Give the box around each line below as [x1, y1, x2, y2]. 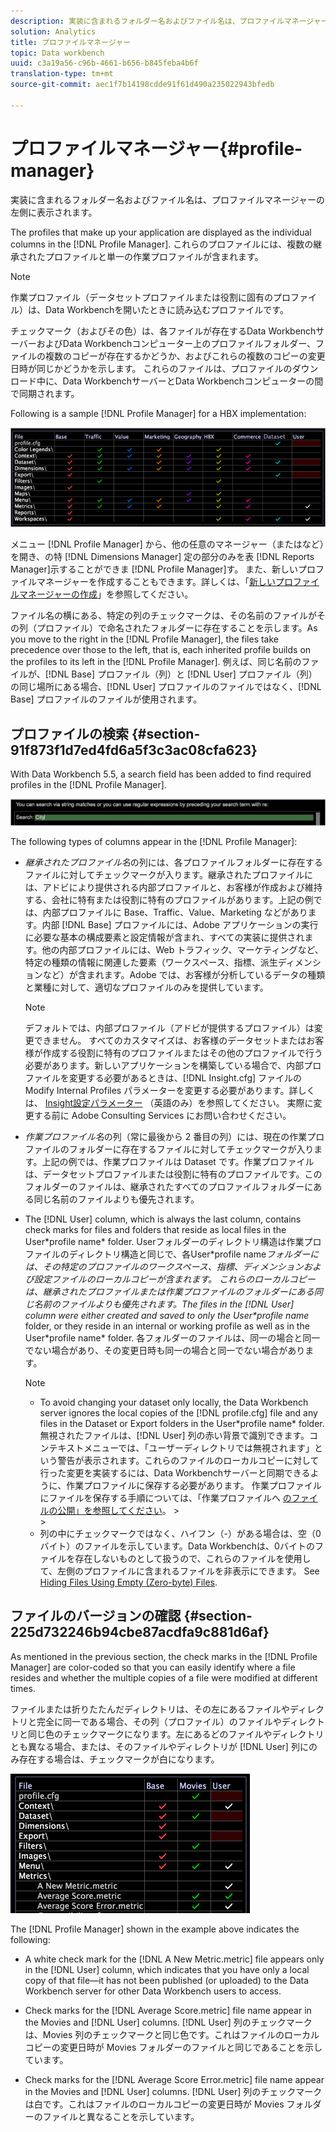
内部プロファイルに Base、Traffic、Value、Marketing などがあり [42, 906, 308, 918]
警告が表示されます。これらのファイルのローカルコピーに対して [57, 1455, 320, 1466]
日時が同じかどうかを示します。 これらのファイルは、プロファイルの [10, 362, 293, 374]
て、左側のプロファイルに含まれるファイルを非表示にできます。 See [39, 1565, 320, 1577]
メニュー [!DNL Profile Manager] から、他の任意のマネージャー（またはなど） [10, 538, 325, 550]
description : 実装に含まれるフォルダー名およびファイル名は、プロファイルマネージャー [10, 16, 329, 26]
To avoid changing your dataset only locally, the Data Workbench [39, 1396, 309, 1408]
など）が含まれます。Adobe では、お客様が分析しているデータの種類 [42, 969, 326, 980]
